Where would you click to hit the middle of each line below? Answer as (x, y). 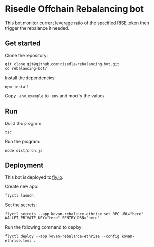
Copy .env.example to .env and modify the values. (56, 96)
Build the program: (24, 123)
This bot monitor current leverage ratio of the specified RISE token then (77, 23)
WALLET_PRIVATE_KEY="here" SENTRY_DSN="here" (52, 218)
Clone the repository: (26, 55)
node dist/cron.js (24, 150)
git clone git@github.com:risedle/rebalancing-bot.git (62, 64)
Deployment (24, 165)
